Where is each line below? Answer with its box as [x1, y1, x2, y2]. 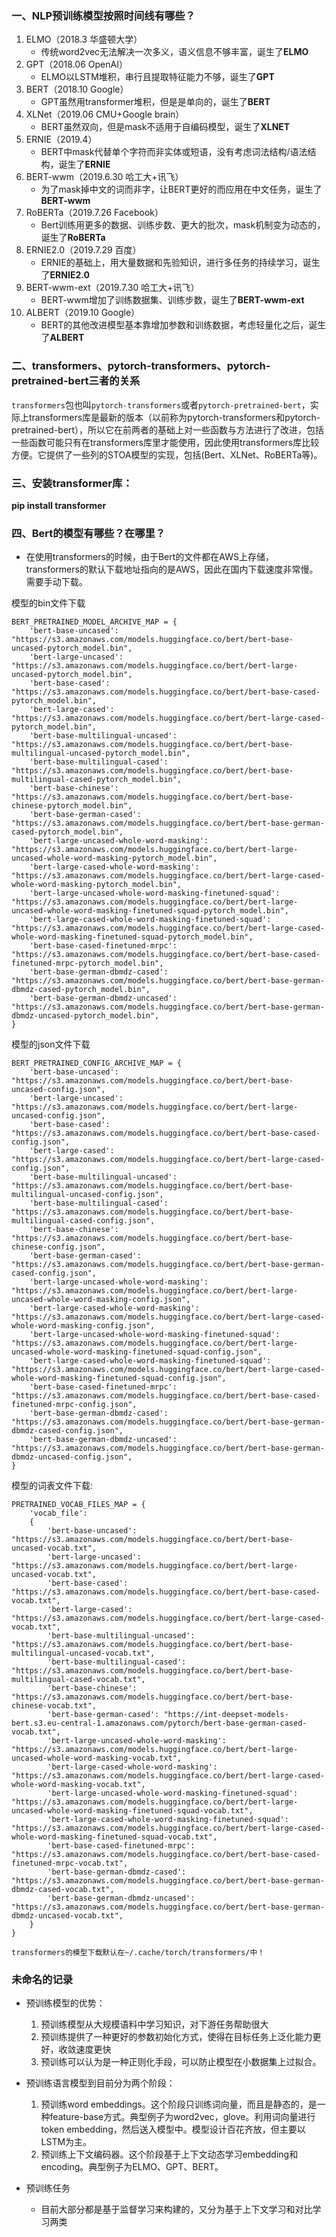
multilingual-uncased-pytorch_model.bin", [11, 748, 191, 759]
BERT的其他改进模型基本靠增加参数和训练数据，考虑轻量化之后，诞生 [40, 319, 327, 331]
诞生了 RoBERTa [40, 232, 106, 244]
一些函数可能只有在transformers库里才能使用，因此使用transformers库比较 [11, 436, 320, 448]
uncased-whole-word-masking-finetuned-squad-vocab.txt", [11, 1806, 254, 1816]
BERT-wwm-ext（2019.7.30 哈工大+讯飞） [25, 282, 200, 294]
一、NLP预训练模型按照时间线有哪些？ [11, 8, 196, 22]
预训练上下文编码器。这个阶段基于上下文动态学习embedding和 [40, 2148, 299, 2161]
